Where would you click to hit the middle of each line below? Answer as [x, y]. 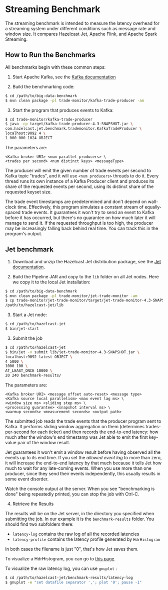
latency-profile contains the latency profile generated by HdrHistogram [86, 539]
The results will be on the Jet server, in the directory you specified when [80, 514]
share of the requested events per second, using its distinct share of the [79, 186]
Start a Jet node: [30, 315]
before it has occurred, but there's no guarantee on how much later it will [80, 218]
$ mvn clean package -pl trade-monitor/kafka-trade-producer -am [74, 101]
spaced [13, 212]
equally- [153, 207]
